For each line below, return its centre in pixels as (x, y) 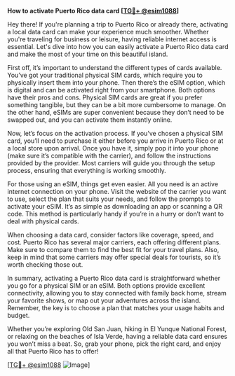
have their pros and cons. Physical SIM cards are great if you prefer (105, 97)
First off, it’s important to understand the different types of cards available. (115, 68)
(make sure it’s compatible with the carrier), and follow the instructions (109, 155)
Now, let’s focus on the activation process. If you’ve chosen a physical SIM (115, 133)
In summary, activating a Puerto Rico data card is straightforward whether (114, 278)
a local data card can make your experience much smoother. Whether (108, 32)
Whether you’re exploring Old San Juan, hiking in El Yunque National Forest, (117, 329)
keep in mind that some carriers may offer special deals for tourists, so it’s (114, 257)
